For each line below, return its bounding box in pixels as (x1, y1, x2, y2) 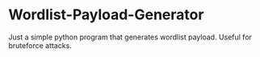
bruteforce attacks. (8, 40, 73, 50)
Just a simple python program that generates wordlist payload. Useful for (8, 32, 253, 42)
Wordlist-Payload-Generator (8, 6, 204, 24)
